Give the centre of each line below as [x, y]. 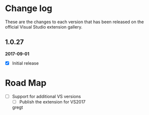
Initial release [25, 63]
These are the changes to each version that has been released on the [74, 22]
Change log [29, 8]
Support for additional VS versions [46, 96]
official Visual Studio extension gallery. [44, 27]
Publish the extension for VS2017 [52, 101]
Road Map [26, 83]
